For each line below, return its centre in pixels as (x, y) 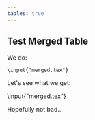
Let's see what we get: (39, 83)
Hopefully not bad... (35, 110)
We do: (17, 58)
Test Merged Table (48, 41)
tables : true (26, 13)
